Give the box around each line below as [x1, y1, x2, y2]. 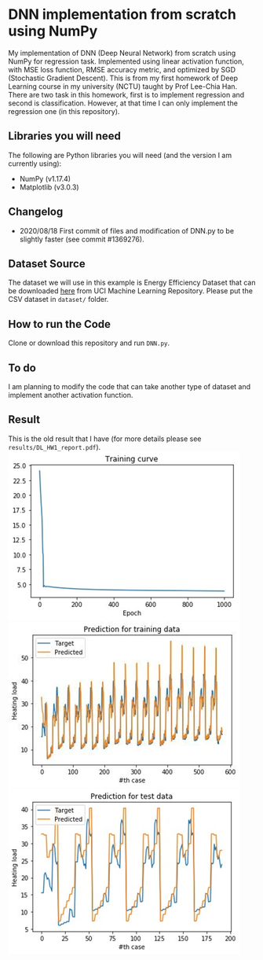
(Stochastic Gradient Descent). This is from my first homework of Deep [8, 73, 238, 83]
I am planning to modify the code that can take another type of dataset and [8, 382, 251, 391]
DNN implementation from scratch [8, 6, 237, 24]
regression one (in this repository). [8, 106, 120, 116]
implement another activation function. [8, 391, 133, 399]
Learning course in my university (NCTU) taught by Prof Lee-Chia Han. [8, 81, 238, 91]
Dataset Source [8, 257, 86, 270]
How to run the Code [8, 317, 111, 331]
